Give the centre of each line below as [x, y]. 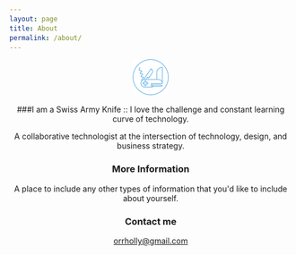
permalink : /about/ [46, 38]
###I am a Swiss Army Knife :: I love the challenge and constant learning [151, 110]
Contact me [151, 221]
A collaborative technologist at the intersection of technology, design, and [151, 136]
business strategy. [151, 146]
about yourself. [151, 198]
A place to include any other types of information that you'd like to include [151, 189]
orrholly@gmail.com [151, 241]
